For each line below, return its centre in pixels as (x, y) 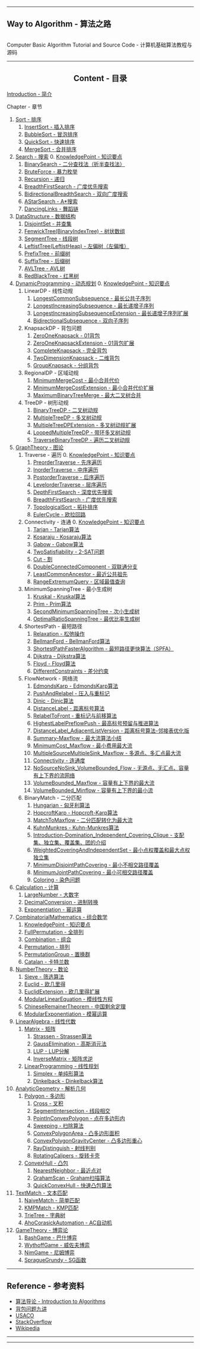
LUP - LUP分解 (51, 1051)
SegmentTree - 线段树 (51, 239)
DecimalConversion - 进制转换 (61, 902)
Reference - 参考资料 (46, 1286)
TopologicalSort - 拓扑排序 (66, 507)
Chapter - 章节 (25, 106)
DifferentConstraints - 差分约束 (71, 671)
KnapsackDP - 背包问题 (53, 328)
